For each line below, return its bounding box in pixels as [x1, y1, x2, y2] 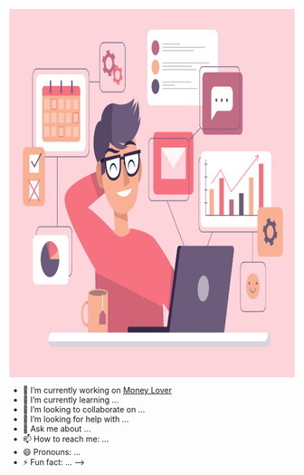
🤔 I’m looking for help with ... [22, 413, 129, 424]
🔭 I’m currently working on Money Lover [22, 385, 172, 395]
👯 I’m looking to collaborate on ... [22, 404, 146, 414]
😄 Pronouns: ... [22, 447, 81, 457]
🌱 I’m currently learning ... [22, 394, 119, 405]
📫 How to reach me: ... [22, 433, 109, 444]
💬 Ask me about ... [22, 423, 91, 434]
